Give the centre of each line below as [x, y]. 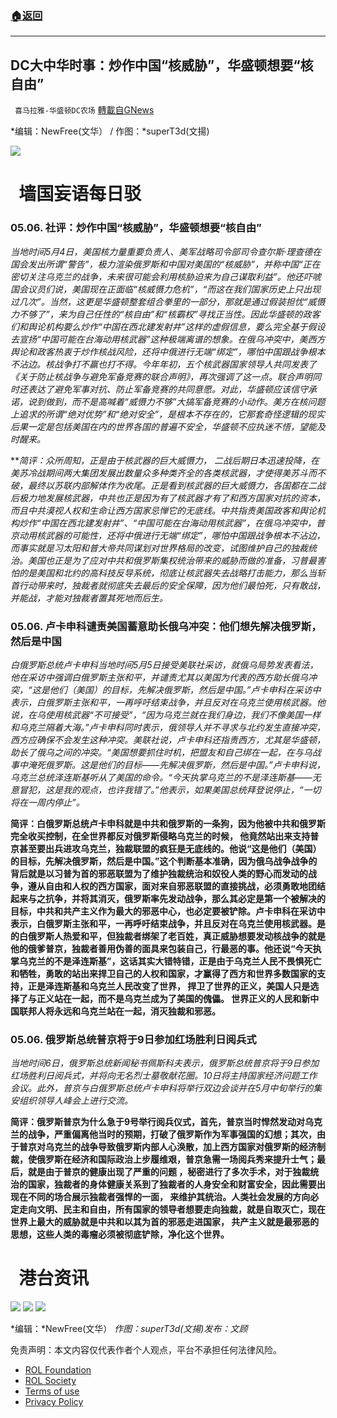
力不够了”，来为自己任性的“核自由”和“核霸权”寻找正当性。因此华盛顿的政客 [165, 314]
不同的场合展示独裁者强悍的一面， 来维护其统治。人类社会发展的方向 [169, 1197]
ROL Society [50, 1381]
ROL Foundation [58, 1370]
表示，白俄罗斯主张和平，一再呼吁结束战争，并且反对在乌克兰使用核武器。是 [168, 923]
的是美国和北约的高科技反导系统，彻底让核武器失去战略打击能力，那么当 [167, 573]
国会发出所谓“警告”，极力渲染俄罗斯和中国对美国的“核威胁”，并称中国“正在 [165, 264]
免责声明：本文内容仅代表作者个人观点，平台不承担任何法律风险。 [146, 1350]
